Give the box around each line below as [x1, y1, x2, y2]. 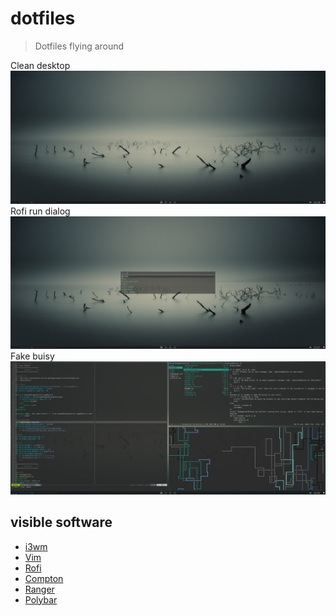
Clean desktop [10, 59, 71, 71]
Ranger [24, 583, 55, 595]
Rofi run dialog [10, 205, 71, 217]
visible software [10, 514, 113, 531]
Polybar [24, 593, 58, 606]
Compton [24, 572, 64, 584]
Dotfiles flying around [34, 40, 125, 52]
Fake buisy [10, 350, 55, 362]
